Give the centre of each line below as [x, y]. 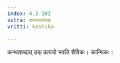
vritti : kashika [31, 26]
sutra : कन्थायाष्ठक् [29, 20]
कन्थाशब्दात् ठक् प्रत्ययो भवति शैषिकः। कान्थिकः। [60, 52]
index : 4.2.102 [29, 13]
